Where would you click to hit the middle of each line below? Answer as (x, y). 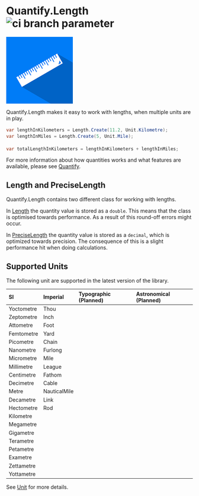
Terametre (21, 441)
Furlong (53, 350)
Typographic (95, 294)
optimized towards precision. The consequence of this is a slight (85, 241)
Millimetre (21, 367)
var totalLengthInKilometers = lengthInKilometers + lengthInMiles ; (92, 149)
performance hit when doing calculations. (57, 248)
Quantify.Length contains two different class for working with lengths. (91, 200)
